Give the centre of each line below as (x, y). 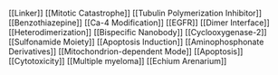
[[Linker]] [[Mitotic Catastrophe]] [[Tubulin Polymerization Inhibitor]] (135, 13)
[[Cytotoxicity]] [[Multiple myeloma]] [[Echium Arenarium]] (118, 61)
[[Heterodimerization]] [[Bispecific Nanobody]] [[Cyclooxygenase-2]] (138, 32)
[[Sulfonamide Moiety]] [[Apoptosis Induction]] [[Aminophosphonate (136, 42)
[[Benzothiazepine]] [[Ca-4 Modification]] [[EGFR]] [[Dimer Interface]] (139, 23)
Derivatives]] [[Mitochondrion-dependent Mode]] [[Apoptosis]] (126, 52)
